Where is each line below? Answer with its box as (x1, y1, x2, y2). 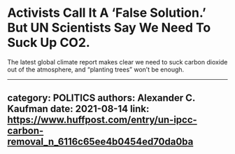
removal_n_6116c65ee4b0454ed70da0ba (7, 136, 194, 148)
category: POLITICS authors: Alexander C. (7, 92, 196, 104)
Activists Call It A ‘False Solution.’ (7, 5, 206, 21)
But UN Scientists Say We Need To (7, 20, 211, 36)
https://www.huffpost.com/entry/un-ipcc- (7, 114, 197, 126)
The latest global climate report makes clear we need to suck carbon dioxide (7, 57, 228, 66)
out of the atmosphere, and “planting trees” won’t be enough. (7, 65, 185, 73)
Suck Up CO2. (7, 35, 91, 50)
